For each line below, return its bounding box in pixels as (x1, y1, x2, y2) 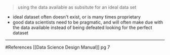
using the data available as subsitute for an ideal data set (17, 4, 137, 10)
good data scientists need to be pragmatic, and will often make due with (12, 19, 163, 25)
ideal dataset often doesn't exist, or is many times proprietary (12, 14, 141, 19)
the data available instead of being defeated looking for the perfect (12, 24, 153, 30)
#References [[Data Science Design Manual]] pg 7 (5, 44, 110, 50)
